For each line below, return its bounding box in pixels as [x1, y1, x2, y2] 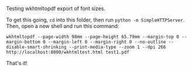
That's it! [6, 60, 28, 66]
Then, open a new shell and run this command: [6, 23, 119, 29]
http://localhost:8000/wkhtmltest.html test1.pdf [6, 49, 130, 55]
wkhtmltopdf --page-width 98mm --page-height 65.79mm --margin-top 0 [6, 34, 180, 40]
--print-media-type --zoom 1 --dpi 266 [68, 44, 166, 50]
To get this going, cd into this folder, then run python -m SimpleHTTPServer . [6, 16, 185, 23]
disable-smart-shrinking [6, 44, 67, 50]
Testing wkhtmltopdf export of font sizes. [6, 5, 106, 12]
